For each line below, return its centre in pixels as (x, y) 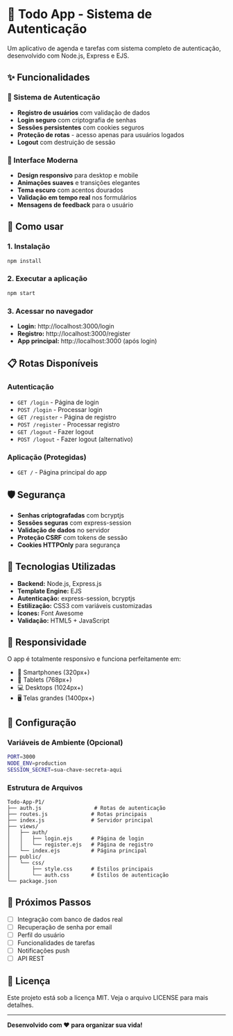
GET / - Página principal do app (62, 472)
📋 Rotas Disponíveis (53, 364)
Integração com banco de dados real (70, 919)
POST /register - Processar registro (68, 424)
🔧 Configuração (42, 723)
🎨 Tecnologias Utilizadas (61, 567)
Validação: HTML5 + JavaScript (63, 620)
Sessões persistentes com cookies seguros (80, 127)
